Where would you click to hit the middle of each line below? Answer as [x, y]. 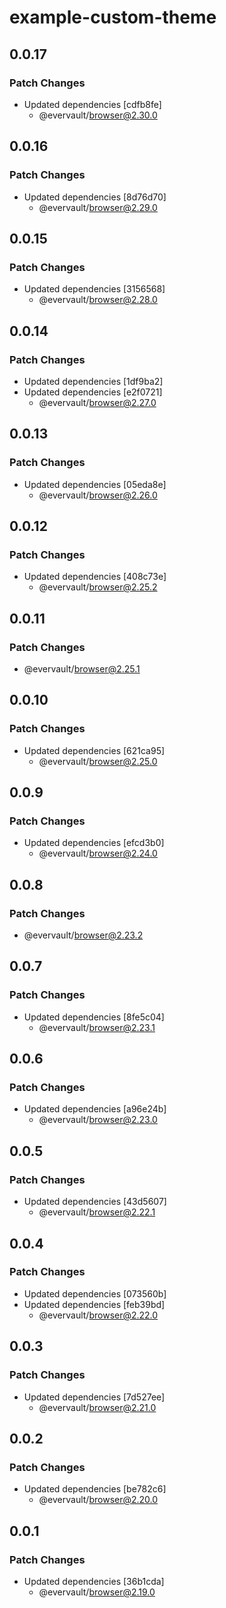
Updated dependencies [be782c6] [95, 1489]
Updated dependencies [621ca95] [94, 750]
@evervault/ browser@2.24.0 [98, 853]
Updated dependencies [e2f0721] [93, 392]
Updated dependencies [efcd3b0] [94, 843]
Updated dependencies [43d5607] [95, 1202]
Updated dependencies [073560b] [95, 1293]
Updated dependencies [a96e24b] [95, 1109]
